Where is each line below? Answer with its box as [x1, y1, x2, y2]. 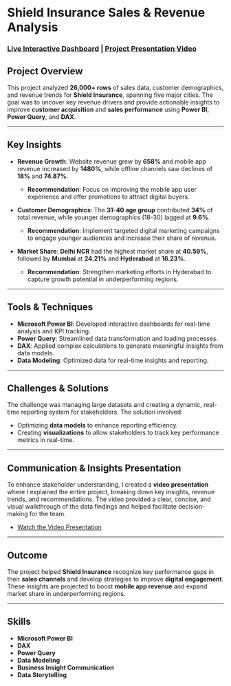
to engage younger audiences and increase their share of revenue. [27, 234, 217, 242]
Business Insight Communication [16, 663, 115, 672]
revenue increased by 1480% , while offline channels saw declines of [16, 164, 213, 173]
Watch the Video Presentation [16, 523, 102, 531]
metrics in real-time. [16, 436, 74, 444]
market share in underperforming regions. [7, 589, 126, 597]
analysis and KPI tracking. [16, 327, 91, 335]
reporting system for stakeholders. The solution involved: [21, 408, 184, 417]
